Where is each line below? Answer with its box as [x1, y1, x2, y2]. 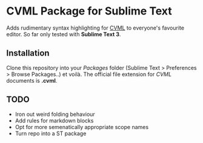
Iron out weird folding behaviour [15, 110, 95, 118]
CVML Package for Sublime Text [6, 4, 172, 18]
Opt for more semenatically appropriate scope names [15, 123, 149, 130]
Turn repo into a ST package [15, 130, 87, 137]
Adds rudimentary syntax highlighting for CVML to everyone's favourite [6, 24, 185, 31]
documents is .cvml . [6, 77, 58, 84]
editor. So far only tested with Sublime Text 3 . [6, 30, 121, 37]
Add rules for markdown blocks [15, 116, 94, 124]
